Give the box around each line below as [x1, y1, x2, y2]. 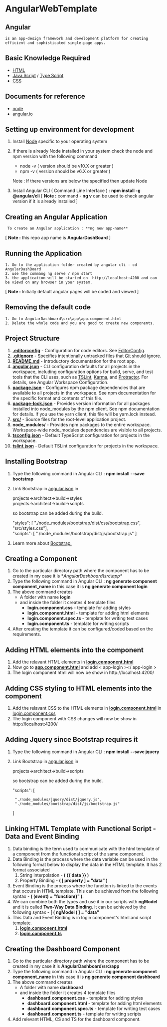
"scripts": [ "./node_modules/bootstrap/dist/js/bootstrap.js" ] [12, 530, 137, 536]
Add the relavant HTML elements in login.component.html [12, 659, 134, 665]
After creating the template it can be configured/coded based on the [12, 626, 153, 632]
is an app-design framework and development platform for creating [5, 36, 149, 41]
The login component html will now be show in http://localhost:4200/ [12, 669, 155, 676]
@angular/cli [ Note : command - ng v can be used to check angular [12, 193, 155, 199]
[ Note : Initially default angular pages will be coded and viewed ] [5, 289, 139, 295]
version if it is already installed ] [12, 198, 78, 205]
